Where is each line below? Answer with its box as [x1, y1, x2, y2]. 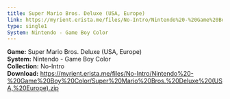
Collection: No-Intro [7, 62, 65, 70]
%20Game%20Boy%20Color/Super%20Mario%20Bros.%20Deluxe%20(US [7, 76, 222, 85]
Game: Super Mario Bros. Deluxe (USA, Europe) [7, 48, 142, 56]
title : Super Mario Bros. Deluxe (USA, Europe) [7, 10, 146, 17]
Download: [7, 70, 39, 78]
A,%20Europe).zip [7, 84, 60, 92]
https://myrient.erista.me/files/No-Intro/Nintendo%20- [40, 70, 194, 78]
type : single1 [7, 23, 48, 29]
